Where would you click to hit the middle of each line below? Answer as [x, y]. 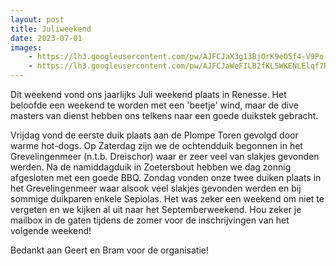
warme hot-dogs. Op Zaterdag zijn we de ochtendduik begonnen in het [156, 145]
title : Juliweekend [51, 29]
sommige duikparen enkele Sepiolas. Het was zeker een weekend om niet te [167, 199]
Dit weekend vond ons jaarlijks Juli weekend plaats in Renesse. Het [148, 94]
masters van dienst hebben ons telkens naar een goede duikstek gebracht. [164, 115]
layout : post [37, 19]
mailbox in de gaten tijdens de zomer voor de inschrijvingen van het [150, 220]
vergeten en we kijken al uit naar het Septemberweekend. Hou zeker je [156, 209]
